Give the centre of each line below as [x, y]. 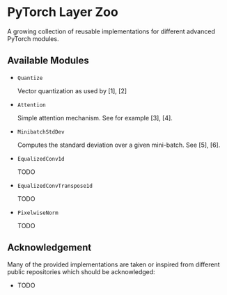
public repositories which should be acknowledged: [81, 271]
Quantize [30, 78]
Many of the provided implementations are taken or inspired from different [114, 264]
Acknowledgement [49, 248]
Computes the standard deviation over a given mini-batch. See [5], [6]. [119, 145]
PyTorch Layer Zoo [63, 12]
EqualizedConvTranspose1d [55, 186]
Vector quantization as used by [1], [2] [72, 90]
